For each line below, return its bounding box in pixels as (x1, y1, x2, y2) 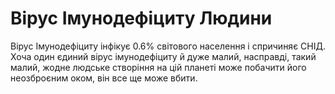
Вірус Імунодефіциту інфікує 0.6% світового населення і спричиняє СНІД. (10, 40, 326, 52)
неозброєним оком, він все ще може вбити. (10, 72, 198, 84)
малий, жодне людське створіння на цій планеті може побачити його (10, 61, 307, 73)
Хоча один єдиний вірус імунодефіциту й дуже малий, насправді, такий (10, 50, 317, 62)
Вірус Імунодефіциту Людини (10, 7, 273, 30)
